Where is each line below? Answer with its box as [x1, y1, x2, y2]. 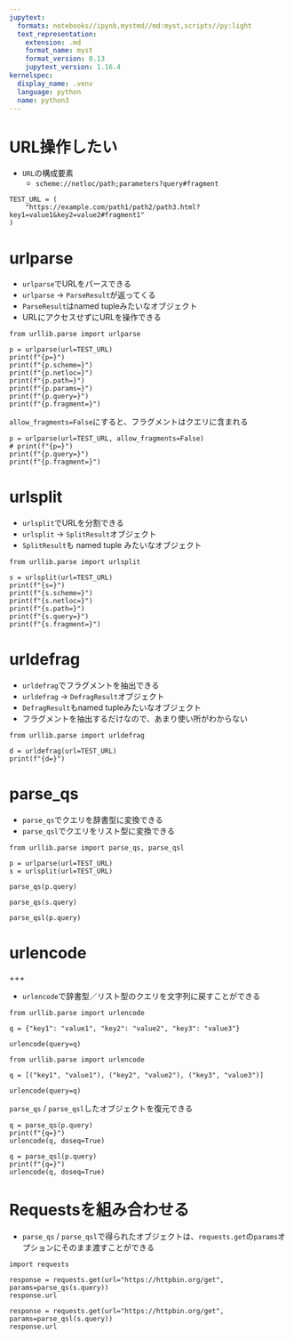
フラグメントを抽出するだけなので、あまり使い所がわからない [21, 714, 249, 724]
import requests [9, 1260, 69, 1269]
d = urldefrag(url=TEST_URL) [9, 747, 117, 756]
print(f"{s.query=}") [9, 612, 90, 621]
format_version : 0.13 [25, 54, 105, 63]
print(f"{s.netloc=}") [9, 597, 93, 606]
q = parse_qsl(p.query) [9, 1152, 98, 1161]
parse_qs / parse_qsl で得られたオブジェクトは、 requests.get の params [21, 1231, 278, 1241]
